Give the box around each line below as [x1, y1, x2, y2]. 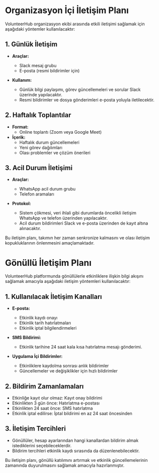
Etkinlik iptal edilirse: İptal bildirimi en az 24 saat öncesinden [12, 410, 132, 416]
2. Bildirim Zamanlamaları [5, 382, 84, 390]
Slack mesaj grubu [19, 62, 57, 68]
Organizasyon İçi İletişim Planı [5, 5, 129, 16]
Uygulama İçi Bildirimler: [12, 353, 63, 359]
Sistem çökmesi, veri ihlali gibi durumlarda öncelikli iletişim [19, 210, 137, 216]
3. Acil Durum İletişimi [5, 163, 73, 172]
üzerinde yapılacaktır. [19, 91, 63, 97]
